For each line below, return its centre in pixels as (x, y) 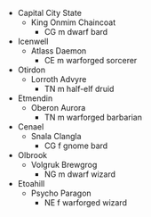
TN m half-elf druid (79, 89)
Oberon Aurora (58, 108)
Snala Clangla (56, 136)
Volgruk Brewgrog (64, 165)
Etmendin (35, 98)
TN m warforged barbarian (93, 117)
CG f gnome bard (76, 146)
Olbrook (32, 155)
